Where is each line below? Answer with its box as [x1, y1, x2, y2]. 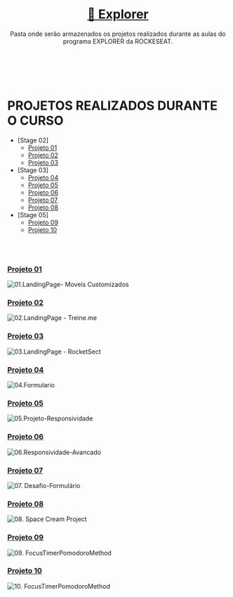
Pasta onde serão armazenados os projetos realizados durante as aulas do [10, 30, 226, 38]
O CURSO [7, 113, 64, 129]
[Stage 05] [17, 210, 49, 219]
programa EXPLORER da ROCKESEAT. [62, 37, 173, 45]
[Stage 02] [17, 136, 49, 144]
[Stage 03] [17, 165, 49, 174]
